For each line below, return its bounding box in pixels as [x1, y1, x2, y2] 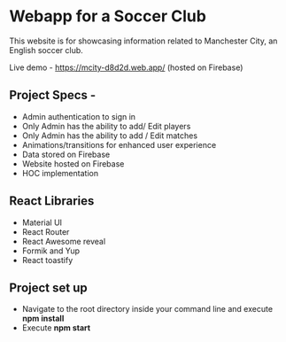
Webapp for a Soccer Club [9, 6, 206, 27]
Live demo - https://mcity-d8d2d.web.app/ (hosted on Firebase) [9, 62, 243, 73]
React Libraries [9, 193, 95, 209]
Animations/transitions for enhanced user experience [21, 139, 217, 150]
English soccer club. [9, 44, 84, 55]
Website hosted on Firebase [21, 158, 125, 169]
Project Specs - [9, 88, 97, 103]
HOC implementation [21, 167, 99, 178]
